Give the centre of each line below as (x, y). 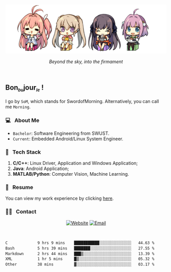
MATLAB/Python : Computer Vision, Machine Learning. (71, 174)
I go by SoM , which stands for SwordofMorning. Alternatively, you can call (82, 101)
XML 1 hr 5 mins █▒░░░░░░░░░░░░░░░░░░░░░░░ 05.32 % (80, 259)
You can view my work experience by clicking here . (60, 198)
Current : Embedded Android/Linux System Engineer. (68, 139)
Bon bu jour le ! (25, 88)
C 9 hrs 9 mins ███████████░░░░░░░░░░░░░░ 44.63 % (80, 243)
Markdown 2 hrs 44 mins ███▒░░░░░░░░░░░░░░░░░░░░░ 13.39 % (80, 254)
